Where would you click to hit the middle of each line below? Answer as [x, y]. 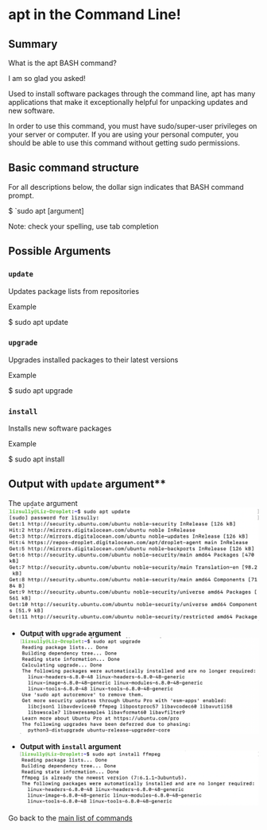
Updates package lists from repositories [74, 291]
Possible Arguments [60, 251]
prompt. [21, 195]
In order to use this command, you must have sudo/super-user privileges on [133, 126]
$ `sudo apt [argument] [46, 210]
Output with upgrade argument [70, 633]
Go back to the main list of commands [70, 818]
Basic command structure [74, 168]
